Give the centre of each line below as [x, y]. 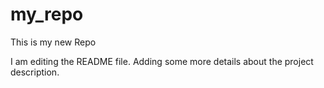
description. [35, 72]
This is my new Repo [53, 42]
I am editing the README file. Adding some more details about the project [162, 61]
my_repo [47, 14]
